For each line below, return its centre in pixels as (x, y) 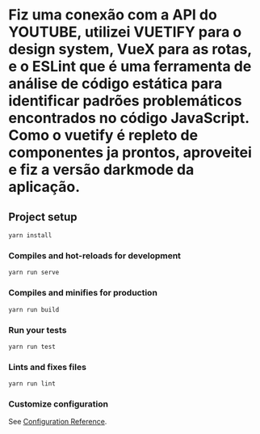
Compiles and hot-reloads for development (95, 255)
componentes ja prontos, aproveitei (130, 153)
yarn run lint (32, 384)
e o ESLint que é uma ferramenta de (130, 67)
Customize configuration (59, 404)
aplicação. (44, 187)
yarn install (30, 236)
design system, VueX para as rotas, (130, 49)
